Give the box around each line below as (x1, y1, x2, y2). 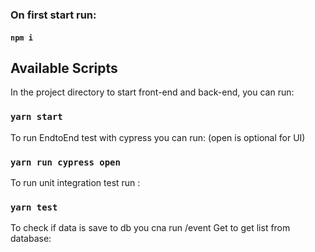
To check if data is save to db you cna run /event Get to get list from (10, 222, 291, 234)
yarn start (10, 111, 63, 123)
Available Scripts (10, 59, 118, 77)
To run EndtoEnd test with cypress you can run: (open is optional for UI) (10, 131, 306, 143)
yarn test (10, 201, 58, 213)
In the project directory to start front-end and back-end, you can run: (10, 86, 295, 98)
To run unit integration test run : (10, 176, 141, 188)
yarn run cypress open (10, 156, 121, 168)
